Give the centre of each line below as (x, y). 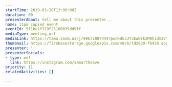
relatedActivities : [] (29, 72)
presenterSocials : (25, 53)
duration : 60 (19, 15)
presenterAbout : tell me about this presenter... (59, 19)
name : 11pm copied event (32, 24)
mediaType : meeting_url (31, 34)
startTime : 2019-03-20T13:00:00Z (41, 10)
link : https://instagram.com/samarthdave (55, 62)
